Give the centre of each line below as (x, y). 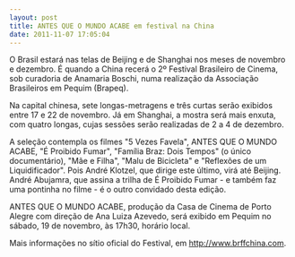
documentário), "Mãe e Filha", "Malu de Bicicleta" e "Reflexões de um (138, 161)
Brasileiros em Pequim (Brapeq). (69, 88)
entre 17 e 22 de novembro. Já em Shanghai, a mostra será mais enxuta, (143, 115)
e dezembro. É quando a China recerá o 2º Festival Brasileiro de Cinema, (144, 69)
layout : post (34, 17)
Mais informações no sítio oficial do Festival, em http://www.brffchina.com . (148, 244)
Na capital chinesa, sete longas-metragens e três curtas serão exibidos (141, 106)
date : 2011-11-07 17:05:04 (60, 34)
